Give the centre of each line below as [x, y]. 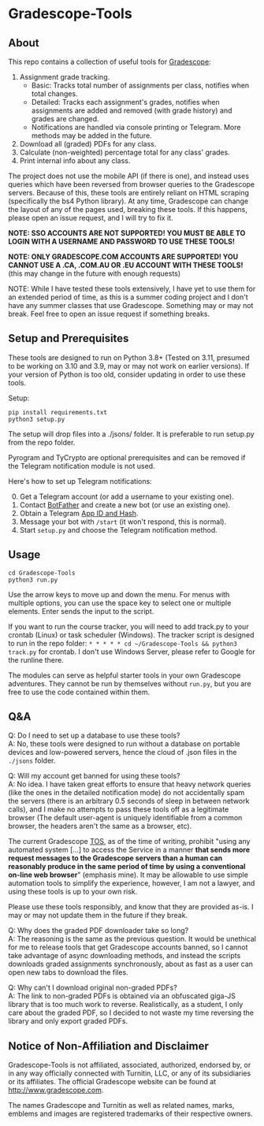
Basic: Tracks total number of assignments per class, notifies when [140, 85]
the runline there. [36, 660]
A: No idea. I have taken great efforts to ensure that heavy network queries [130, 784]
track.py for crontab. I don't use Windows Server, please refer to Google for [132, 652]
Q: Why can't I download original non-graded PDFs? [93, 988]
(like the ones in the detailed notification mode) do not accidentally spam [126, 793]
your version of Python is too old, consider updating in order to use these [127, 374]
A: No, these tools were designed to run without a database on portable [124, 744]
